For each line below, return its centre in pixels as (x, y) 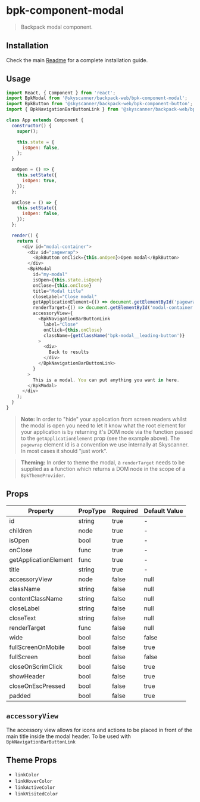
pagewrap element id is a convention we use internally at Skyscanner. (105, 444)
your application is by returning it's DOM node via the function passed (107, 431)
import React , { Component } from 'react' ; (61, 93)
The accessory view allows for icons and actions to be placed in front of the (99, 730)
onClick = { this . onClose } (73, 330)
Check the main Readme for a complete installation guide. (77, 60)
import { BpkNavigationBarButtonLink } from (62, 109)
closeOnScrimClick (36, 666)
